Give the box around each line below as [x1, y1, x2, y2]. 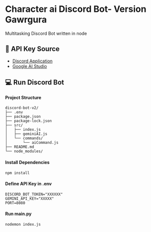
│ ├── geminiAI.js [5, 131, 48, 137]
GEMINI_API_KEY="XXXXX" [5, 196, 54, 201]
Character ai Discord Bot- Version [5, 3, 147, 15]
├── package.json [5, 114, 41, 119]
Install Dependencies [5, 159, 50, 165]
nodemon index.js [5, 222, 41, 227]
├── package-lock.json [5, 118, 52, 123]
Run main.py [5, 211, 32, 217]
